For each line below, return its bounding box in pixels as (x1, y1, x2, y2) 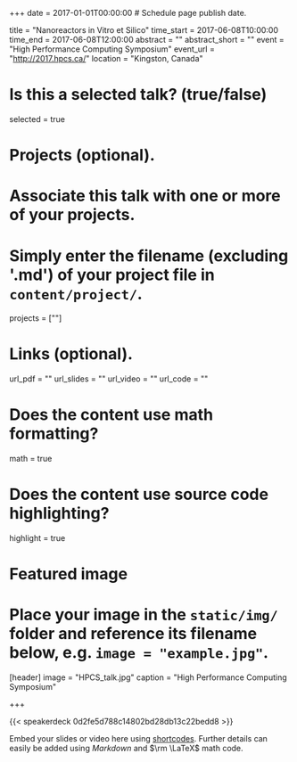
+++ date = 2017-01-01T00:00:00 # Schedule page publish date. (9, 8, 247, 18)
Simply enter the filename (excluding (9, 245, 289, 266)
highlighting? (9, 504, 110, 524)
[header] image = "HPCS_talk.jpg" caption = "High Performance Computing (9, 672, 287, 683)
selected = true (9, 113, 65, 124)
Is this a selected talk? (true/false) (9, 85, 268, 105)
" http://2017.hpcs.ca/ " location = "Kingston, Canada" (9, 53, 203, 63)
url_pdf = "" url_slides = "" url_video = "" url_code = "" (9, 373, 209, 384)
